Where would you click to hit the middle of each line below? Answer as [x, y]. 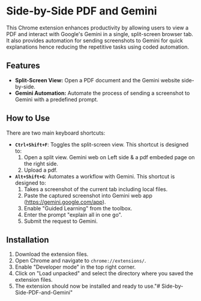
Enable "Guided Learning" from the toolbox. [78, 208]
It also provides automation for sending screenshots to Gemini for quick [94, 40]
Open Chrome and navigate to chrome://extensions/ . [80, 261]
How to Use [28, 118]
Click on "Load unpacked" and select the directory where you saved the [104, 273]
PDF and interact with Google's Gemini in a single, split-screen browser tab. [100, 34]
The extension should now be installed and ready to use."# [88, 286]
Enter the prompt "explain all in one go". [73, 214]
